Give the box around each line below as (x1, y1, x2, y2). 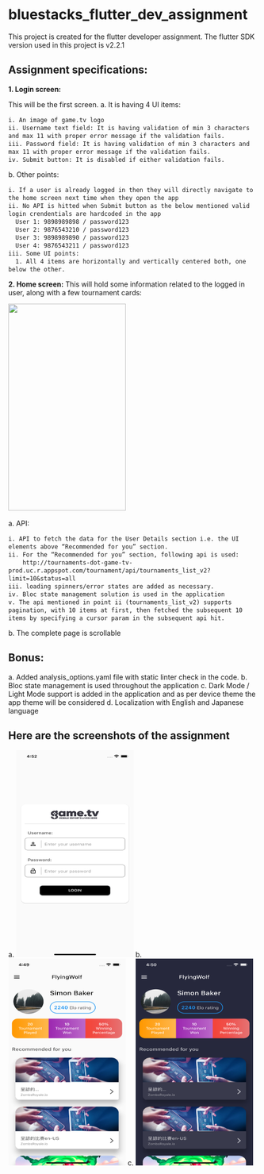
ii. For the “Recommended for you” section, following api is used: (8, 550, 239, 559)
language (8, 706, 39, 715)
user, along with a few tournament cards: (8, 287, 143, 297)
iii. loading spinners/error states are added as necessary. (8, 582, 215, 591)
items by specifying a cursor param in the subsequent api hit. (8, 614, 225, 622)
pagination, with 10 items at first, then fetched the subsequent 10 (8, 606, 243, 614)
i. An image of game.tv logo (8, 116, 105, 124)
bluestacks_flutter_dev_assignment (8, 6, 248, 24)
